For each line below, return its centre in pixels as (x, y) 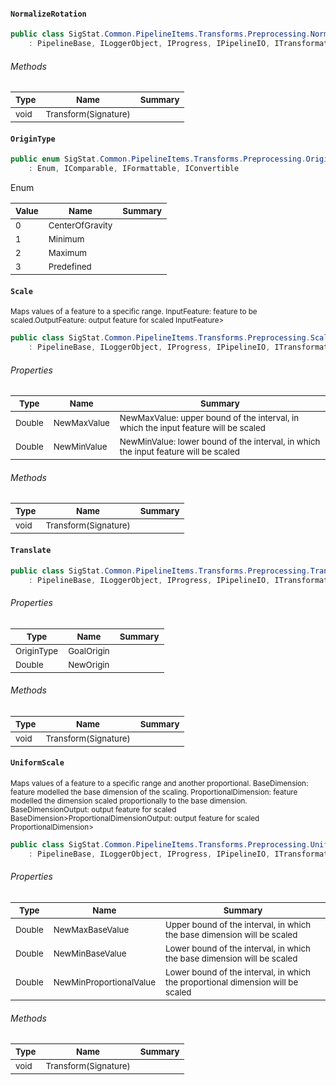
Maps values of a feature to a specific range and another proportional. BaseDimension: (159, 784)
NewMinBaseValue (90, 953)
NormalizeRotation (48, 14)
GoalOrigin (89, 650)
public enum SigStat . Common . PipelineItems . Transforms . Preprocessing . (158, 159)
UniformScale (37, 763)
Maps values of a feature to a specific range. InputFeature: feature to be (134, 312)
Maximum (68, 253)
